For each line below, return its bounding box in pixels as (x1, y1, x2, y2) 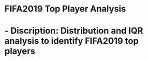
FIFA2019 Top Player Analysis (4, 3, 126, 14)
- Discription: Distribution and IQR (4, 25, 143, 37)
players (4, 46, 36, 57)
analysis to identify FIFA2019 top (4, 36, 139, 47)
